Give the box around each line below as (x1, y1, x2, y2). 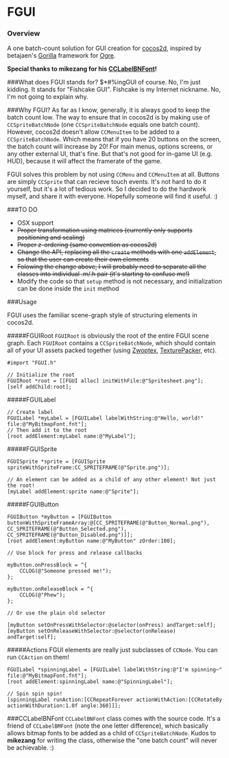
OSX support (16, 219, 54, 227)
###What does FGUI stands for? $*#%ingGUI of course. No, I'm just (7, 78, 201, 87)
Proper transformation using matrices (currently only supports (16, 226, 193, 234)
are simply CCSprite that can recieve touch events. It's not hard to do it (7, 178, 207, 186)
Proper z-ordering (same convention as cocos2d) (16, 241, 158, 249)
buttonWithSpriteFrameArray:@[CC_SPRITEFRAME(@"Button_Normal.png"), (7, 520, 210, 527)
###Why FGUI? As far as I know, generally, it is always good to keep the (7, 106, 210, 114)
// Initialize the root (7, 371, 75, 378)
